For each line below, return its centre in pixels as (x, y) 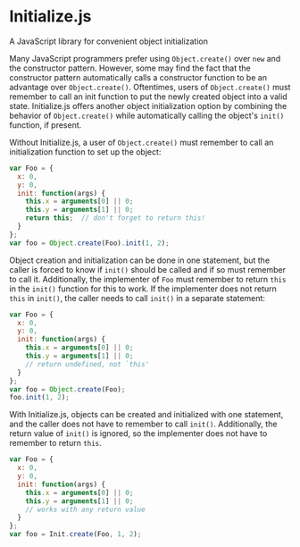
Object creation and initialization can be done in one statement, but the (140, 260)
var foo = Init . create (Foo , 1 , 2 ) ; (75, 534)
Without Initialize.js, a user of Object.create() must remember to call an (142, 142)
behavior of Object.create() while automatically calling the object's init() (147, 115)
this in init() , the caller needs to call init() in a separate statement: (137, 298)
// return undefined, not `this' (87, 364)
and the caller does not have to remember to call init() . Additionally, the (143, 424)
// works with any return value (85, 509)
